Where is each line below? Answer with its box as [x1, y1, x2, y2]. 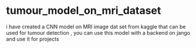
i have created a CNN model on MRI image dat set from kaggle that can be [6, 23, 186, 30]
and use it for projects [6, 35, 60, 42]
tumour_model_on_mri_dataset [6, 4, 161, 17]
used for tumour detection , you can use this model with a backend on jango [6, 29, 191, 36]
